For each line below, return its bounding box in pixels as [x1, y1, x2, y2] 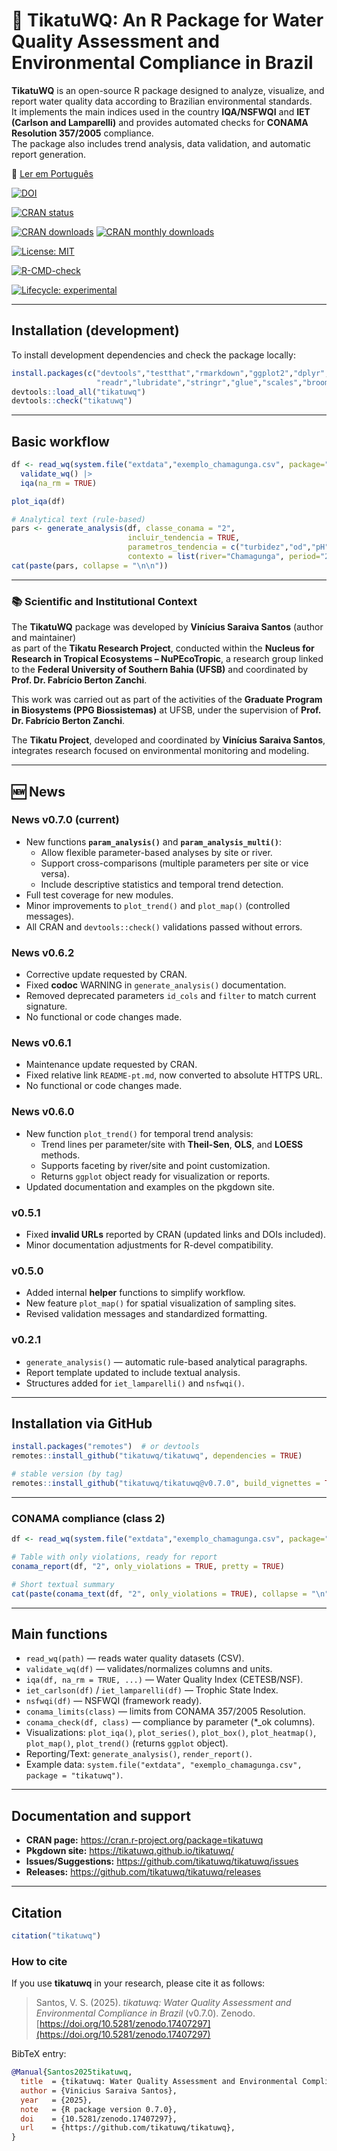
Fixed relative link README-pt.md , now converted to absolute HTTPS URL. [25, 1069, 323, 1081]
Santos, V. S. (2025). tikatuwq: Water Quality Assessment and [35, 1997, 292, 2009]
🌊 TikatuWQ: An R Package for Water [11, 9, 324, 32]
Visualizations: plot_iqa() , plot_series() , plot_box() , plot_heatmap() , [25, 1727, 317, 1739]
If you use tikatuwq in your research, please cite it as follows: [11, 1977, 266, 1989]
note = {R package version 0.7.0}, [20, 2104, 178, 2114]
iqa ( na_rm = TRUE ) [20, 478, 98, 488]
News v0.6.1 [11, 1036, 72, 1050]
